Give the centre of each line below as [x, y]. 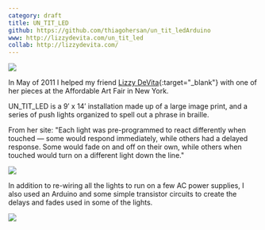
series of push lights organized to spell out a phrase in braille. [109, 115]
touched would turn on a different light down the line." [96, 155]
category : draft [35, 15]
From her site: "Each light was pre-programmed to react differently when [127, 130]
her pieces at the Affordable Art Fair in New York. [88, 91]
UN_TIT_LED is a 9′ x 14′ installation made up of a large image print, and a [128, 106]
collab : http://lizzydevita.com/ [63, 45]
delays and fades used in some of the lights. [81, 202]
